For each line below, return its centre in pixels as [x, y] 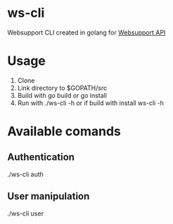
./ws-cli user [26, 213]
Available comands [64, 131]
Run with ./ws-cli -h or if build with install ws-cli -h [90, 103]
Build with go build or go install [62, 95]
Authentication [41, 157]
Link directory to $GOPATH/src [62, 88]
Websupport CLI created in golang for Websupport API [86, 32]
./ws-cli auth [26, 174]
